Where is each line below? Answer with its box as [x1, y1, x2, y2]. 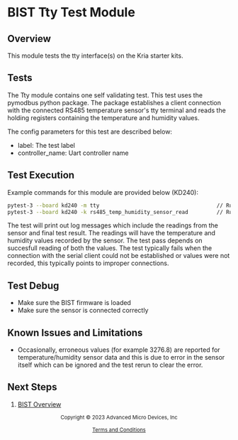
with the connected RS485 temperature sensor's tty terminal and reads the [7, 106, 227, 114]
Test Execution [7, 169, 75, 181]
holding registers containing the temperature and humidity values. [7, 113, 200, 122]
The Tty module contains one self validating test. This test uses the [7, 90, 203, 100]
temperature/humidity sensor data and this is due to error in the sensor [17, 353, 225, 361]
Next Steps [7, 381, 57, 393]
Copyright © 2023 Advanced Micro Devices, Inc [59, 414, 178, 421]
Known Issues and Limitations [7, 326, 143, 338]
